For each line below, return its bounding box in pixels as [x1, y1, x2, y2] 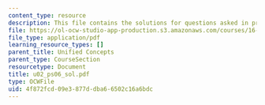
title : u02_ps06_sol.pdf [8, 70, 90, 78]
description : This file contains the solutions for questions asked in [8, 19, 248, 27]
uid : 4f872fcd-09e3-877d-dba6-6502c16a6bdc [8, 84, 154, 93]
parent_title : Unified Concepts [8, 48, 114, 56]
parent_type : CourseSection [8, 56, 101, 64]
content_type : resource [8, 11, 87, 20]
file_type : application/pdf [8, 33, 101, 42]
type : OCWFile [8, 77, 55, 85]
